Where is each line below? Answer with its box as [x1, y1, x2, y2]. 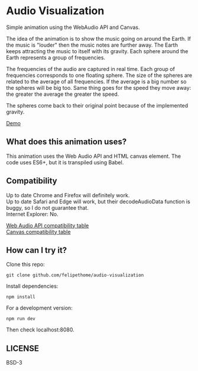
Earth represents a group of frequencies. [6, 54, 105, 61]
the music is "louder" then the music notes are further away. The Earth [6, 41, 178, 48]
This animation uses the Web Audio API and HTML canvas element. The [6, 152, 181, 160]
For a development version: [6, 304, 73, 311]
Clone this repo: [6, 261, 46, 268]
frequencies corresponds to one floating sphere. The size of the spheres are [6, 71, 193, 79]
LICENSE [6, 343, 40, 353]
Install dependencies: [6, 282, 59, 290]
